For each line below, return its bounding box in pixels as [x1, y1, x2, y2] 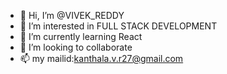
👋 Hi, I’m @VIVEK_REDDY [19, 10, 125, 21]
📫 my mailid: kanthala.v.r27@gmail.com [19, 53, 184, 64]
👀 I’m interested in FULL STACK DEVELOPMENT [19, 20, 218, 32]
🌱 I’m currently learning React [19, 31, 143, 42]
